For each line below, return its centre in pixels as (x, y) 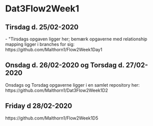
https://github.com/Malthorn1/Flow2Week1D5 (52, 118)
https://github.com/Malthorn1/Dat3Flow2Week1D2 (57, 90)
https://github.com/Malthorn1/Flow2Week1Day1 (54, 50)
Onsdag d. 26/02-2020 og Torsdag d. (65, 65)
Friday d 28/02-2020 (39, 106)
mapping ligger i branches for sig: (40, 44)
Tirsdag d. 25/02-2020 (42, 27)
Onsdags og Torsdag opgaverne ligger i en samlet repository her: (72, 85)
